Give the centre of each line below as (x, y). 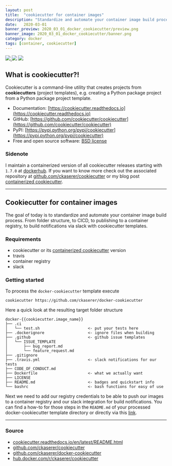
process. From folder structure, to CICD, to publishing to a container (77, 220)
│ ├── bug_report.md (34, 346)
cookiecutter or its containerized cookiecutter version (69, 250)
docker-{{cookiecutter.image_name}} (44, 319)
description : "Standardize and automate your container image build (80, 20)
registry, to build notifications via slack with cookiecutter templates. (77, 226)
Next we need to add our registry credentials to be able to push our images (84, 396)
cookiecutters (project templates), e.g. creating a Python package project (83, 92)
